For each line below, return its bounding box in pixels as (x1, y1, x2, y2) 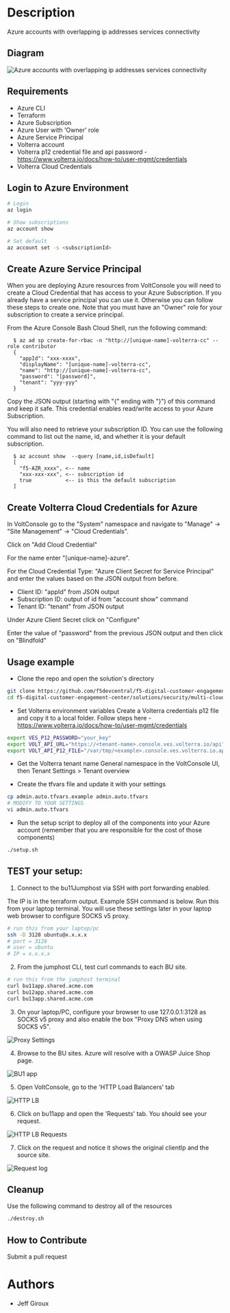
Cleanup (7, 1184, 44, 1196)
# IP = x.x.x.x (7, 950, 51, 957)
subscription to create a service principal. (7, 310, 125, 319)
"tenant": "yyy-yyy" (19, 379, 78, 386)
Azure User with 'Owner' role (16, 126, 99, 134)
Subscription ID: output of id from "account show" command (16, 595, 188, 604)
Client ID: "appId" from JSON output (16, 588, 120, 596)
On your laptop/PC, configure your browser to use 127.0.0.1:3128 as (16, 1007, 207, 1016)
